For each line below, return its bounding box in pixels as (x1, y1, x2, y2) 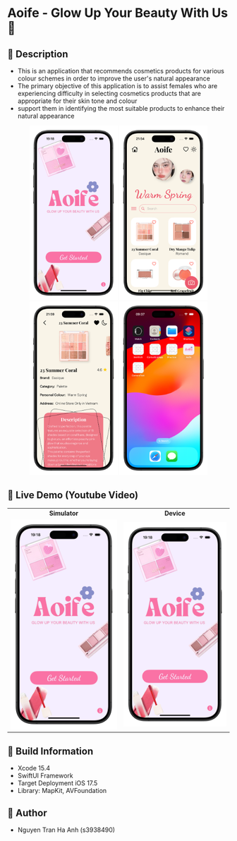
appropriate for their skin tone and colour (17, 97, 138, 105)
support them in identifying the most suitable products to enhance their (17, 104, 225, 112)
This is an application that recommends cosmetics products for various (17, 67, 224, 75)
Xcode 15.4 (17, 764, 51, 773)
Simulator (49, 509, 79, 517)
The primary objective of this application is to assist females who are (17, 82, 218, 90)
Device (164, 509, 186, 517)
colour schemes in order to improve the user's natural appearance (17, 74, 210, 83)
